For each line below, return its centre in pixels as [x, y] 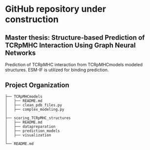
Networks [20, 53]
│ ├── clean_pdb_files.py [34, 105]
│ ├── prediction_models [32, 131]
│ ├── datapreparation [30, 126]
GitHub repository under [56, 9]
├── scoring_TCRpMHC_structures [38, 118]
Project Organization [37, 85]
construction [32, 19]
